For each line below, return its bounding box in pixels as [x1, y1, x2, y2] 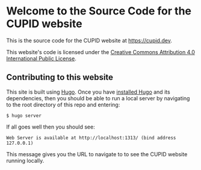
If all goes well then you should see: [6, 123, 95, 130]
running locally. [6, 157, 45, 164]
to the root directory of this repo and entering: [6, 101, 120, 108]
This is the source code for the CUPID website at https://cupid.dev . [6, 37, 173, 44]
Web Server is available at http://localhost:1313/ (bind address [6, 135, 176, 141]
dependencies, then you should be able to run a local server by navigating [6, 94, 190, 102]
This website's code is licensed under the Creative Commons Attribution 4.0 [6, 48, 196, 55]
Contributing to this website [6, 72, 113, 82]
